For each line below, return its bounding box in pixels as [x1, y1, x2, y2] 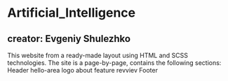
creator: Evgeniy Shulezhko [7, 33, 131, 45]
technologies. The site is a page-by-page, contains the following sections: [7, 59, 222, 67]
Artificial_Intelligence [7, 5, 136, 21]
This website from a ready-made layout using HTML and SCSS [7, 51, 188, 59]
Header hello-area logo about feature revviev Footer [7, 66, 158, 74]
